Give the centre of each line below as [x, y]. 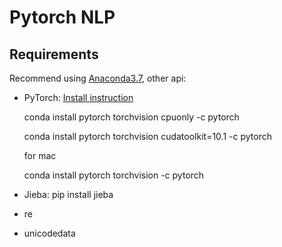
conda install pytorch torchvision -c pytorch [114, 175]
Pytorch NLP [62, 17]
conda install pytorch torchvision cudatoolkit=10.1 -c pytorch [147, 136]
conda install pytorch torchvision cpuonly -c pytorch [131, 117]
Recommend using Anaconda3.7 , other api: [98, 78]
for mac [40, 155]
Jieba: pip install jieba [68, 194]
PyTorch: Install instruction [78, 97]
